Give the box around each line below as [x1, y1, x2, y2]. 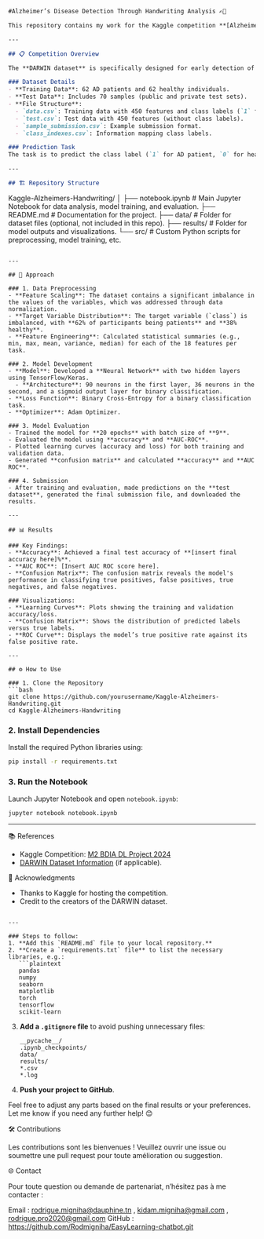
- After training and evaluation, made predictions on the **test [8, 484, 230, 492]
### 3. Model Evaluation [8, 422, 90, 429]
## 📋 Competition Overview [8, 49, 100, 58]
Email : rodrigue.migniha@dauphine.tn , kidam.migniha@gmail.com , [8, 1205, 229, 1215]
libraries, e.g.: [8, 953, 65, 961]
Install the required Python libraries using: [8, 743, 143, 752]
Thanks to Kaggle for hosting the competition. [19, 888, 169, 898]
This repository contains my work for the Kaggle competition [8, 21, 216, 29]
